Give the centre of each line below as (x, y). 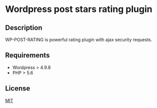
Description (24, 28)
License (18, 88)
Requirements (27, 55)
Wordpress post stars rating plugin (79, 9)
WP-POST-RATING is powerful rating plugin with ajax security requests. (79, 39)
